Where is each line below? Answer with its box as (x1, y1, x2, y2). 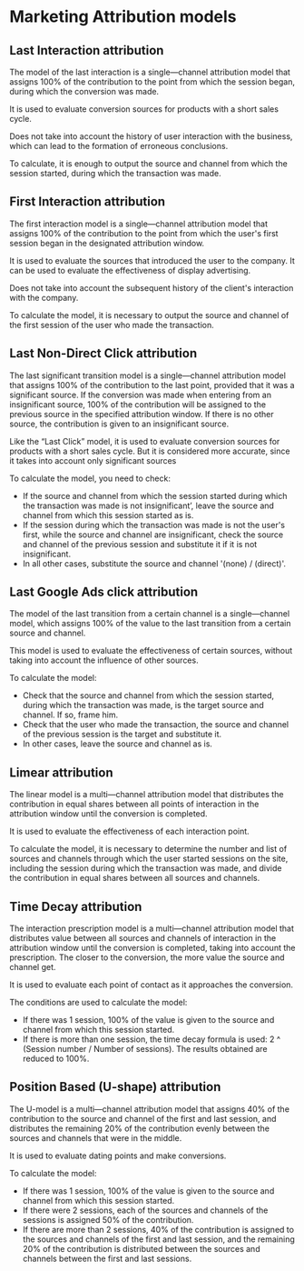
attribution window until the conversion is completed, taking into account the (9, 943, 296, 954)
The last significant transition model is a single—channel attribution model (9, 370, 286, 381)
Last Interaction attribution (9, 43, 164, 58)
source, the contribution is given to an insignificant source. (9, 418, 230, 429)
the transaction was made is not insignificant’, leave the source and (22, 500, 275, 511)
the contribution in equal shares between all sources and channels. (9, 873, 260, 884)
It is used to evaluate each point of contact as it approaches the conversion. (9, 979, 293, 990)
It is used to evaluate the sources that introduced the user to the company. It (9, 255, 295, 265)
